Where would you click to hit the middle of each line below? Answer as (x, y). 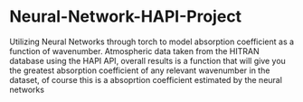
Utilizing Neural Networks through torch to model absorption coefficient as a (152, 42)
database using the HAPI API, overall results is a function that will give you (148, 60)
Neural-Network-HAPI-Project (126, 17)
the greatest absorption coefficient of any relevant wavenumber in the (140, 70)
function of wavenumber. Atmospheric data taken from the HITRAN (134, 51)
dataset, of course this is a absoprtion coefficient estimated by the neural (146, 79)
